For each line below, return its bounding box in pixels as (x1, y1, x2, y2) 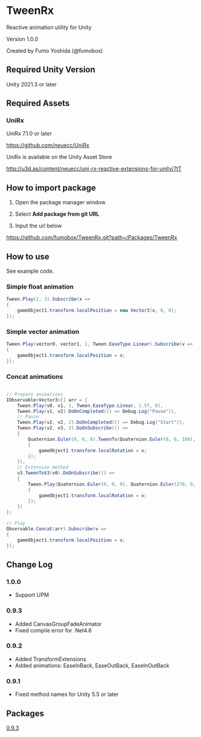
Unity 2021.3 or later (6, 80, 57, 88)
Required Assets (6, 98, 70, 109)
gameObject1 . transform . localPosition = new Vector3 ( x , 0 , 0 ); (17, 308, 177, 314)
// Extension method (17, 464, 69, 470)
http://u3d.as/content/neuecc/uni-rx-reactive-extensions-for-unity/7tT (6, 165, 182, 172)
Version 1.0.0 (6, 35, 39, 42)
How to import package (6, 183, 97, 193)
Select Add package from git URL (14, 210, 100, 218)
